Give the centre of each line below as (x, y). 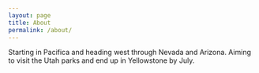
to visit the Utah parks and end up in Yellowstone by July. (101, 60)
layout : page (30, 15)
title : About (30, 23)
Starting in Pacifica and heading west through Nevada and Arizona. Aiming (129, 53)
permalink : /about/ (40, 30)
